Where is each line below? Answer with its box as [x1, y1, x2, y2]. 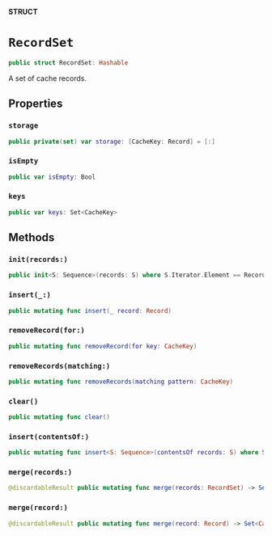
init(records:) [8, 255, 69, 264]
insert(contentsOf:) [8, 432, 90, 441]
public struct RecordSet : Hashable [8, 58, 129, 67]
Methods [8, 230, 55, 245]
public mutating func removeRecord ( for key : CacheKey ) [8, 342, 198, 350]
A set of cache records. [8, 73, 87, 83]
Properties [8, 97, 63, 111]
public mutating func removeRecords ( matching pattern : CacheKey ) [8, 378, 234, 386]
